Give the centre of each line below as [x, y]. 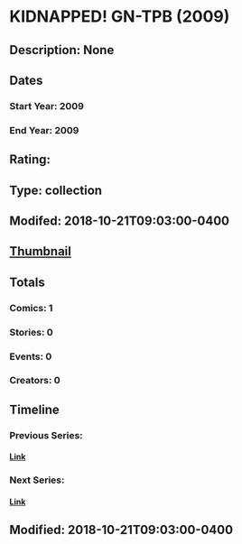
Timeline [35, 409]
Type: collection [56, 190]
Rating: [30, 160]
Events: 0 [31, 356]
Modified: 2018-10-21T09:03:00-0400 [121, 530]
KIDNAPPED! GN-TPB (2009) [120, 17]
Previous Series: [46, 435]
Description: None [62, 50]
